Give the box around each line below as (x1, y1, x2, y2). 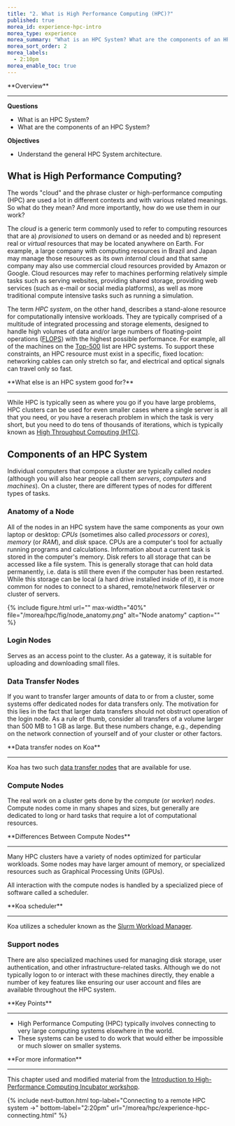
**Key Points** (7, 999, 52, 1007)
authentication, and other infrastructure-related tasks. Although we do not (7, 963, 220, 971)
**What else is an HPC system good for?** (7, 378, 134, 387)
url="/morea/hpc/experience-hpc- (111, 1104, 210, 1112)
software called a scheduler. (7, 889, 89, 897)
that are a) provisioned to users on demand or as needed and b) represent (7, 232, 221, 240)
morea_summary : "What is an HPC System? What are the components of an (7, 36, 220, 43)
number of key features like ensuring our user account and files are (7, 978, 201, 986)
